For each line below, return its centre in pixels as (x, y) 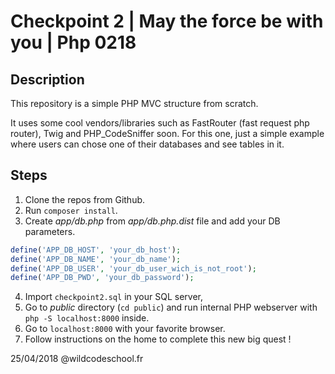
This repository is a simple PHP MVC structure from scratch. (134, 103)
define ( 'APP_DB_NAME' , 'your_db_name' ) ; (96, 259)
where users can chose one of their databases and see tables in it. (147, 144)
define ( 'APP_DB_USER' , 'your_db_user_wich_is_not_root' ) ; (133, 268)
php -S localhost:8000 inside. (87, 318)
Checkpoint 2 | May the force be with (167, 21)
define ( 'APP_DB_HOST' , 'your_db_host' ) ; (96, 250)
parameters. (50, 231)
